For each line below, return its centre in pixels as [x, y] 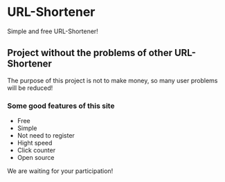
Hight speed [35, 143]
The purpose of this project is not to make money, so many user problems [112, 80]
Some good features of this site [61, 106]
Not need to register [46, 136]
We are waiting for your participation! [60, 171]
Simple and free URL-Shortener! [53, 31]
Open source [36, 158]
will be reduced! [30, 88]
